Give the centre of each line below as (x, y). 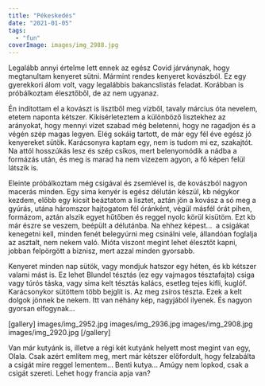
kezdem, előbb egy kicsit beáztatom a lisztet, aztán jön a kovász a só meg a (132, 201)
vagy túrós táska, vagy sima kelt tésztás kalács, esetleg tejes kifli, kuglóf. (128, 283)
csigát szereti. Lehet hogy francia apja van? (79, 373)
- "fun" (28, 38)
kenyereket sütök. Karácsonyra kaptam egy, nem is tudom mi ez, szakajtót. (131, 142)
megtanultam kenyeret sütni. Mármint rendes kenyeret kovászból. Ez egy (127, 76)
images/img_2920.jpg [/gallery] (60, 333)
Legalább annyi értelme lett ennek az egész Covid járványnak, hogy (119, 68)
